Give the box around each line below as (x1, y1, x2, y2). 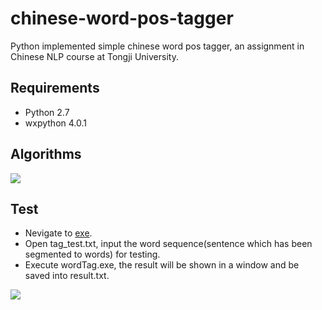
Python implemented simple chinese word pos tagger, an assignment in (10, 40, 305, 52)
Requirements (10, 80, 100, 97)
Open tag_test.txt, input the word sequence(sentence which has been (24, 238, 313, 250)
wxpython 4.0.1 (24, 117, 87, 129)
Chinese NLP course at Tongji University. (10, 50, 179, 62)
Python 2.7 (24, 106, 70, 118)
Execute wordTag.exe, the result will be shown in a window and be (24, 259, 300, 271)
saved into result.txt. (24, 270, 110, 282)
